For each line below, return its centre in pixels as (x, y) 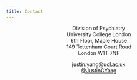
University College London (99, 34)
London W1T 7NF (99, 53)
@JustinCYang (99, 70)
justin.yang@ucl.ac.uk (99, 64)
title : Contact (25, 11)
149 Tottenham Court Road (99, 47)
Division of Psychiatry (99, 28)
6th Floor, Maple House (99, 40)
